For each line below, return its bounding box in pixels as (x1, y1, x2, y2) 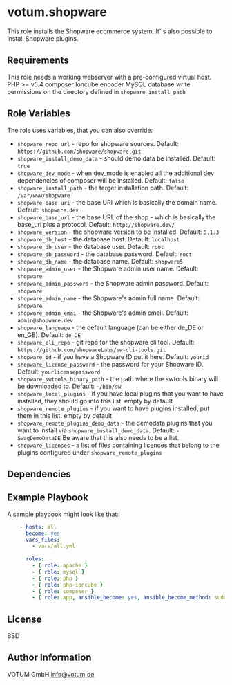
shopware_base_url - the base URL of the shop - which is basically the (17, 212, 216, 221)
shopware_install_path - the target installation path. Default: (17, 183, 188, 192)
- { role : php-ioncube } (32, 581, 104, 588)
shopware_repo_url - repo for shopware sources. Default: (17, 139, 180, 147)
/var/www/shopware (17, 192, 70, 199)
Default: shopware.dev (17, 205, 79, 214)
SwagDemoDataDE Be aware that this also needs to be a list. (17, 433, 180, 441)
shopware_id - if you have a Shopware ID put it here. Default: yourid (17, 352, 209, 360)
